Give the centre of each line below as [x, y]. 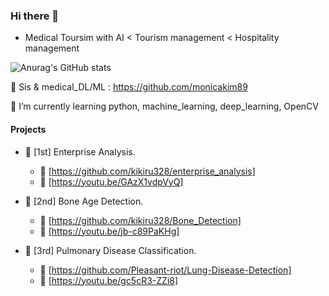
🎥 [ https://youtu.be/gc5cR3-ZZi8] [109, 280]
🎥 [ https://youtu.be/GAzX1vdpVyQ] [111, 181]
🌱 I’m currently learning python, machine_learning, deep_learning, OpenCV [164, 106]
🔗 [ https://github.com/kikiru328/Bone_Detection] [140, 220]
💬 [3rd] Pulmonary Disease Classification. [110, 250]
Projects [28, 129]
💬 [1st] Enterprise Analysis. [80, 151]
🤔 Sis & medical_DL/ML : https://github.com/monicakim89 [129, 87]
